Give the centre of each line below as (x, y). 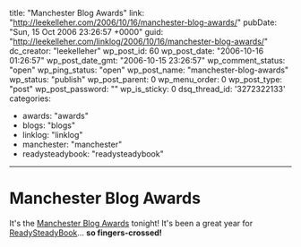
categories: (30, 98)
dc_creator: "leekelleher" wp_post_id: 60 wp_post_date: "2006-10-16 (137, 51)
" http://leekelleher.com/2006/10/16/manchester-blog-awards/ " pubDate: (143, 22)
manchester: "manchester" (72, 144)
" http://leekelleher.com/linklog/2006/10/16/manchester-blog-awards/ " (139, 41)
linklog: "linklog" (52, 135)
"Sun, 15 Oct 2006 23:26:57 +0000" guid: (86, 32)
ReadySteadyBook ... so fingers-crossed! (86, 233)
